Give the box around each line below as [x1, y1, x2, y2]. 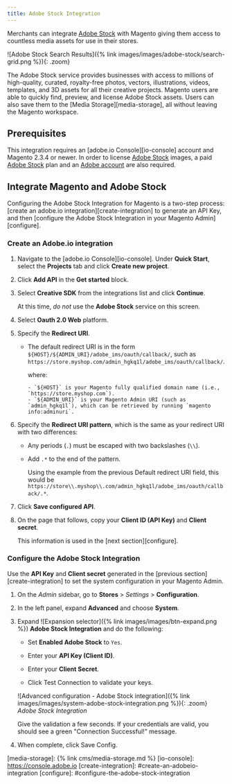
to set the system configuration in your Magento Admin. [64, 577, 224, 585]
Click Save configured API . [17, 502, 96, 510]
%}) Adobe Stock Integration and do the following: [17, 625, 163, 633]
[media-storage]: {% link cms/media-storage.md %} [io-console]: [7, 753, 195, 763]
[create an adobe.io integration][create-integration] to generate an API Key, [7, 207, 222, 215]
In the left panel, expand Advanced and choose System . [17, 604, 180, 612]
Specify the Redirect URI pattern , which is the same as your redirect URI [17, 420, 225, 428]
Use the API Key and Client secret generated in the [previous [7, 569, 183, 577]
